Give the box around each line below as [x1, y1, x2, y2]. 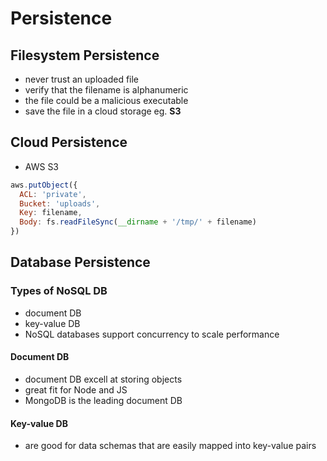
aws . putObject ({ [10, 180, 78, 190]
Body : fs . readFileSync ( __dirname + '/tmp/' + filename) [19, 217, 257, 227]
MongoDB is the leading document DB [24, 394, 183, 406]
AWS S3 [24, 160, 60, 172]
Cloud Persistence [10, 134, 128, 151]
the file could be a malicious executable [24, 95, 189, 106]
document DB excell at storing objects [24, 373, 183, 385]
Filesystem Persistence [10, 47, 160, 64]
